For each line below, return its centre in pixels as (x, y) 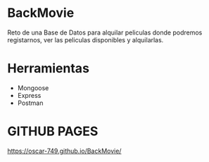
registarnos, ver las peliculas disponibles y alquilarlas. (85, 39)
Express (29, 95)
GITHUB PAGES (53, 131)
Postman (30, 103)
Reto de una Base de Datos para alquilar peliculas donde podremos (105, 32)
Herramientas (49, 69)
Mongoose (33, 88)
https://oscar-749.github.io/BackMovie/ (64, 151)
